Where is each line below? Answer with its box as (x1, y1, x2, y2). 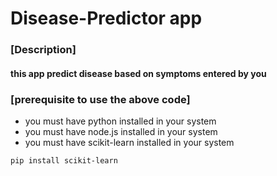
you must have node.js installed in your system (24, 126, 218, 137)
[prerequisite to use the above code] (10, 92, 191, 106)
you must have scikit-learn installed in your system (24, 137, 235, 148)
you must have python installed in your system (24, 115, 217, 127)
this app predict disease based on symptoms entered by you (10, 67, 267, 79)
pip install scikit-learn (10, 156, 118, 166)
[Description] (10, 43, 77, 57)
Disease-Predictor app (10, 7, 203, 30)
